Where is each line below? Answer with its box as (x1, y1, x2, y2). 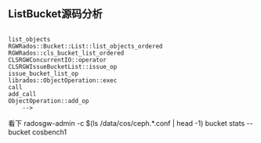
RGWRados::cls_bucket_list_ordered (8, 49, 125, 57)
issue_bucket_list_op (8, 70, 79, 77)
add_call (8, 90, 37, 98)
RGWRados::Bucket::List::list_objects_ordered (8, 42, 163, 50)
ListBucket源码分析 (8, 7, 103, 21)
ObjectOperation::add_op (8, 97, 89, 105)
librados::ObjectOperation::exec (8, 77, 118, 84)
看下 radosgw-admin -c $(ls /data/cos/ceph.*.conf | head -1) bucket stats (8, 118, 245, 127)
